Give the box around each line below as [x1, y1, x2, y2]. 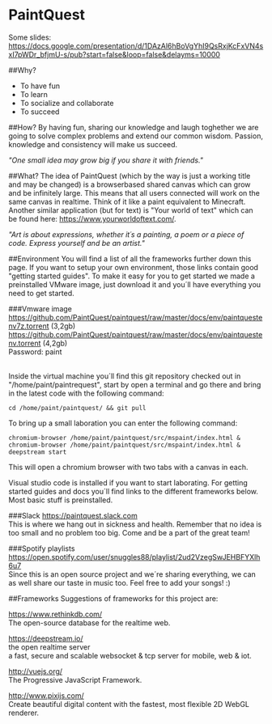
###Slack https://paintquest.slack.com [8, 510, 138, 520]
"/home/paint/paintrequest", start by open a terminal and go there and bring [8, 379, 261, 389]
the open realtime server [8, 641, 91, 652]
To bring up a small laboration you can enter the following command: [8, 418, 238, 428]
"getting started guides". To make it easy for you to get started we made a [8, 271, 255, 281]
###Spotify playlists [8, 544, 75, 553]
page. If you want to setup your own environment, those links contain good [8, 262, 259, 272]
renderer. [8, 708, 39, 718]
